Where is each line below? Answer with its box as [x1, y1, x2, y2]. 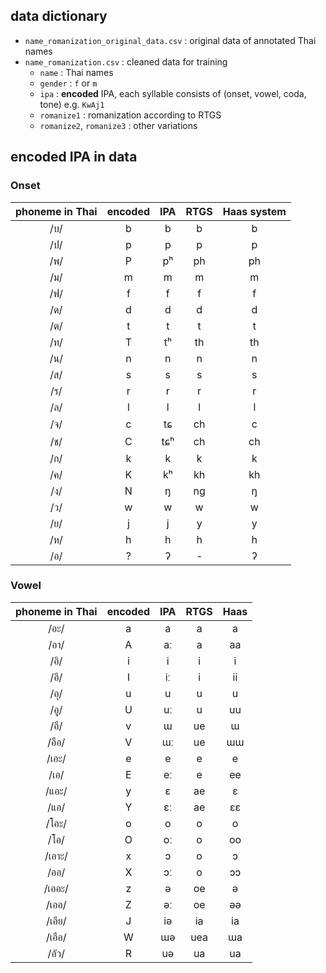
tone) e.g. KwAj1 [39, 98, 105, 110]
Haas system [222, 204, 287, 218]
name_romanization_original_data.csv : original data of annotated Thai [24, 34, 317, 46]
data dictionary [10, 8, 108, 25]
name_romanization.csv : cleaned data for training [24, 55, 228, 68]
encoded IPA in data [10, 149, 138, 166]
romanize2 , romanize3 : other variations [39, 119, 198, 131]
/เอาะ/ [44, 849, 68, 863]
